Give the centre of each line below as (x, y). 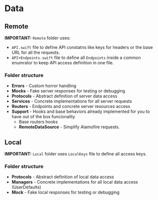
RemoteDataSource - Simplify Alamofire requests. (69, 127)
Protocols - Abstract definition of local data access (63, 177)
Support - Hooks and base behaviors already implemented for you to (81, 111)
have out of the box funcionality (43, 117)
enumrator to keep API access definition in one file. (63, 63)
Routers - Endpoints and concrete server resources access (71, 107)
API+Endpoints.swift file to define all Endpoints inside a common (76, 58)
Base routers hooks (38, 122)
